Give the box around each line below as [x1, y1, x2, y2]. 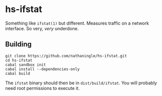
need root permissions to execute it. [5, 85, 80, 91]
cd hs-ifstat [5, 58, 33, 63]
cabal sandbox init [5, 62, 46, 67]
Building [5, 40, 32, 49]
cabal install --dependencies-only [5, 66, 80, 71]
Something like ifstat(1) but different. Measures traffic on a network [5, 20, 149, 26]
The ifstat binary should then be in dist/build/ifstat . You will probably [5, 79, 157, 86]
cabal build [5, 71, 30, 76]
